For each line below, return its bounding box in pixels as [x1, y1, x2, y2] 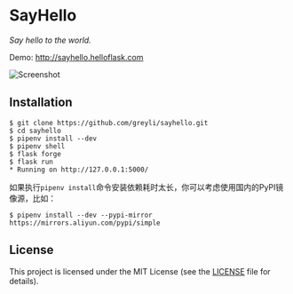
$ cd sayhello [9, 126, 62, 135]
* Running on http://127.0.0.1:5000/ [9, 165, 149, 174]
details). [9, 275, 39, 286]
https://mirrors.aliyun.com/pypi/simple [9, 219, 162, 227]
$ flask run [9, 157, 53, 166]
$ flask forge [9, 149, 62, 158]
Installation [9, 95, 73, 110]
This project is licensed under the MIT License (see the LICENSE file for [9, 266, 271, 276]
